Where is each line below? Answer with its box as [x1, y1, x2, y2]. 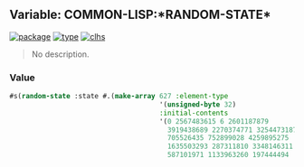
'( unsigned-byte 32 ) [158, 99, 237, 109]
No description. [31, 49, 90, 60]
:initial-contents [158, 108, 229, 117]
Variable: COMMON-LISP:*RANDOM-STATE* [9, 7, 271, 23]
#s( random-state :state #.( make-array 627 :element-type [9, 92, 229, 101]
